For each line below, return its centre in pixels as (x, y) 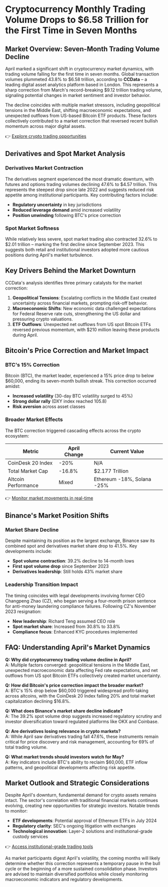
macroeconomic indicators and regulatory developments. (64, 879)
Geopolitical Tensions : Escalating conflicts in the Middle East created (84, 297)
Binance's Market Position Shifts (57, 516)
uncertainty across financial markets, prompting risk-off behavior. (80, 303)
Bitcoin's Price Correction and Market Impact (77, 351)
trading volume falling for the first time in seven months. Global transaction (82, 74)
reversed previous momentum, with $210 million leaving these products (86, 329)
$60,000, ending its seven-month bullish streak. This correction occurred (81, 381)
